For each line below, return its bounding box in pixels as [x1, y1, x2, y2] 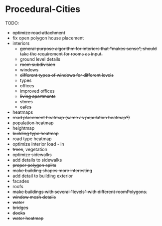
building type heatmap [12, 130, 59, 136]
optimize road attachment [12, 29, 66, 35]
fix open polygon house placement [12, 35, 84, 41]
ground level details [19, 56, 61, 62]
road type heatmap [12, 136, 52, 142]
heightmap [12, 125, 35, 131]
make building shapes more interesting [12, 167, 92, 173]
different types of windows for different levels [19, 72, 114, 78]
